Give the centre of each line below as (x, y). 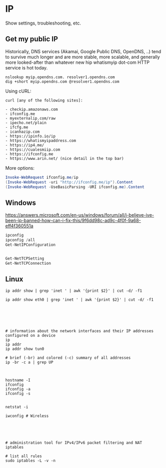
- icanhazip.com (22, 132)
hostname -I (18, 380)
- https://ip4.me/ (25, 145)
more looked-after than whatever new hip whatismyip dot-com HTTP (77, 62)
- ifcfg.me (17, 127)
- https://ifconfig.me (29, 154)
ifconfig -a (18, 389)
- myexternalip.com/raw (31, 118)
